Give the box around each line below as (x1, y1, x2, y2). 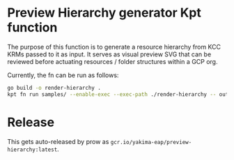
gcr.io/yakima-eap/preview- (110, 138, 192, 145)
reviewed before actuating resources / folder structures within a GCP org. (7, 57, 218, 65)
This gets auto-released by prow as (7, 137, 109, 145)
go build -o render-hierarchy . (7, 84, 101, 91)
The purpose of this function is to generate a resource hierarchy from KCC (7, 42, 221, 51)
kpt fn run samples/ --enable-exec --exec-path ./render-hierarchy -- (7, 90, 217, 98)
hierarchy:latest (7, 146, 58, 153)
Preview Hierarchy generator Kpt (7, 5, 202, 21)
